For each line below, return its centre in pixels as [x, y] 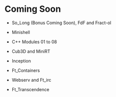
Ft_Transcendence [30, 89]
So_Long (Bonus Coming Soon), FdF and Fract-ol [61, 23]
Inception [21, 61]
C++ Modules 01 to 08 [34, 42]
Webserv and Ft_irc [31, 80]
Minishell [21, 32]
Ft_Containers [26, 70]
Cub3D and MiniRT [31, 51]
